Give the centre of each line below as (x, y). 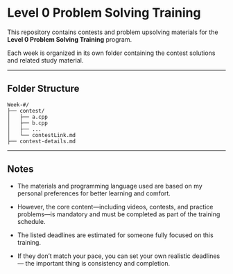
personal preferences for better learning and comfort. (94, 193)
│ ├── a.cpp (28, 117)
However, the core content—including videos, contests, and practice (115, 207)
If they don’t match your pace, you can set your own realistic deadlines (119, 256)
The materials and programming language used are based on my (110, 186)
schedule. (32, 221)
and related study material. (45, 60)
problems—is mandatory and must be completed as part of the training (119, 214)
